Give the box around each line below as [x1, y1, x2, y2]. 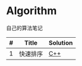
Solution [48, 38, 73, 47]
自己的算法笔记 [6, 24, 43, 31]
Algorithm [6, 4, 57, 18]
